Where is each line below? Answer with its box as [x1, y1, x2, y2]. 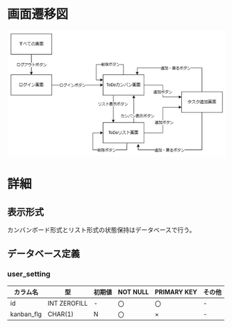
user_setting [7, 269, 51, 279]
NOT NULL [117, 288, 149, 296]
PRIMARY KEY [154, 288, 198, 296]
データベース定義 [7, 248, 80, 260]
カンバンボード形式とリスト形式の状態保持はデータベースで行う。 [7, 226, 196, 234]
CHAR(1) [47, 310, 74, 318]
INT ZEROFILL [47, 300, 88, 307]
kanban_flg [10, 310, 42, 318]
